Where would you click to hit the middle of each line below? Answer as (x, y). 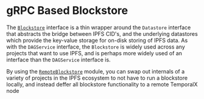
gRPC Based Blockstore (67, 11)
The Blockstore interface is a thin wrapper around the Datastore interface (99, 27)
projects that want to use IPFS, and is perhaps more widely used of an (94, 53)
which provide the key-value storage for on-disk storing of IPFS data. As (97, 40)
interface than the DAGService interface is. (58, 60)
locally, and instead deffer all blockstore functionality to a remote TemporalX (102, 84)
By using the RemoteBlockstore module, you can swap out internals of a (96, 71)
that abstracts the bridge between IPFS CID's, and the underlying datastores (102, 33)
